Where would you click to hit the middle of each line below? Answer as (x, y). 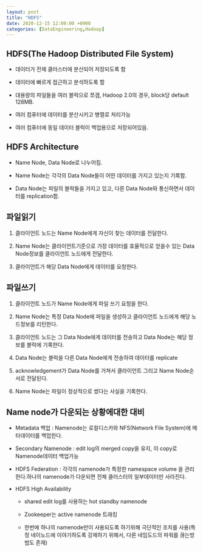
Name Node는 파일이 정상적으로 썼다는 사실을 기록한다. (81, 391)
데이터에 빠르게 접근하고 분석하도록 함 (60, 82)
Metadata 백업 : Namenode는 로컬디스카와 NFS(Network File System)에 (103, 428)
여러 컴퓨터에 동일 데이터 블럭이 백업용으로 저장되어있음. (82, 127)
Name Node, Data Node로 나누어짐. (59, 162)
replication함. (43, 196)
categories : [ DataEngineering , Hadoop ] (55, 29)
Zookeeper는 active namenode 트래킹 (71, 514)
